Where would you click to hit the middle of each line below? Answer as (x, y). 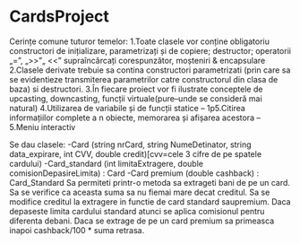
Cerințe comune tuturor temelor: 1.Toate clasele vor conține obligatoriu (140, 41)
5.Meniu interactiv (43, 126)
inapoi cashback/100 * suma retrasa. (77, 230)
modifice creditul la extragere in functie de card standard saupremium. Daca (150, 201)
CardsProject (60, 17)
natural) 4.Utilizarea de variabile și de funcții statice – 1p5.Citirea (128, 108)
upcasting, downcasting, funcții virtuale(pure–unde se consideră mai (136, 98)
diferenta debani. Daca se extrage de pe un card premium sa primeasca (142, 221)
